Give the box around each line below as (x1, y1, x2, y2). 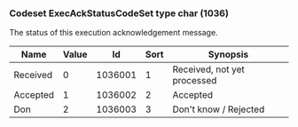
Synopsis (208, 48, 249, 60)
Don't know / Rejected (172, 103, 265, 115)
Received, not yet (172, 63, 246, 75)
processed (172, 75, 217, 87)
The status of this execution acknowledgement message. (9, 28, 219, 38)
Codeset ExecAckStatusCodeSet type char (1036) (9, 7, 229, 20)
